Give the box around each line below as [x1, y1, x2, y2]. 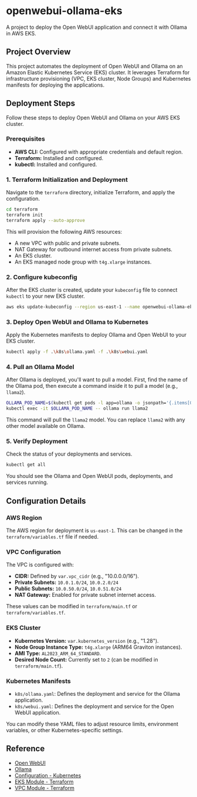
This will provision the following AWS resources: [6, 228, 123, 235]
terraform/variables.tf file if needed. [6, 533, 98, 540]
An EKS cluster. [14, 252, 52, 259]
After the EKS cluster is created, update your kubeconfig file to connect [6, 287, 178, 294]
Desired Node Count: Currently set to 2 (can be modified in [14, 656, 158, 663]
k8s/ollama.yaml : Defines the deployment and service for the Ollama [14, 690, 181, 697]
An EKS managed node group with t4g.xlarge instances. [14, 258, 152, 265]
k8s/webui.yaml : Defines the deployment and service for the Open [14, 702, 174, 710]
